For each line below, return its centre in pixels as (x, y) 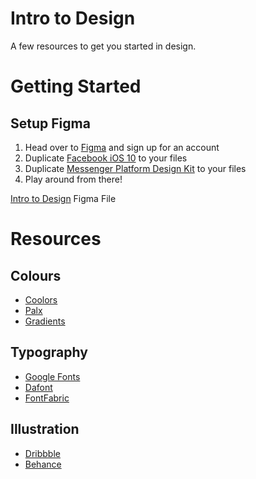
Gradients (45, 321)
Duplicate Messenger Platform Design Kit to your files (135, 168)
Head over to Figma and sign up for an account (122, 147)
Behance (43, 464)
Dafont (38, 387)
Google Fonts (52, 376)
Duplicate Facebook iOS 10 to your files (106, 158)
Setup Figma (50, 123)
